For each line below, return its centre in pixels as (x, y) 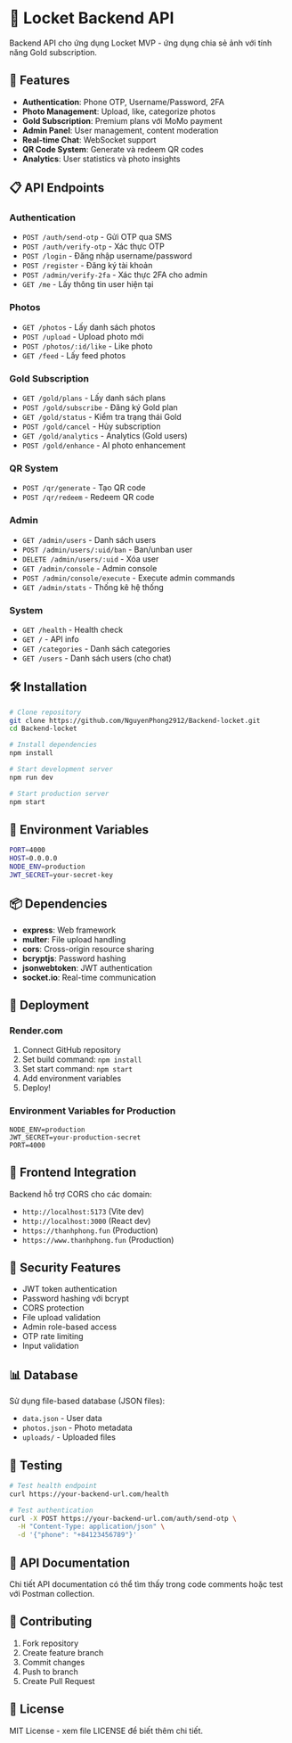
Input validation (50, 1346)
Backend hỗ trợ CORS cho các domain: (81, 1194)
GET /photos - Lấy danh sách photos (89, 327)
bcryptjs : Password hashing (74, 958)
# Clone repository (45, 712)
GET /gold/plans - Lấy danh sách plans (94, 398)
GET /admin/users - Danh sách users (89, 539)
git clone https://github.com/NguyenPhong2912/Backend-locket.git (135, 720)
